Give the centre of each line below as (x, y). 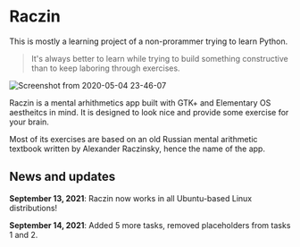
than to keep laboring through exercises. (105, 68)
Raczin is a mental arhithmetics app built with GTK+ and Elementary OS (140, 102)
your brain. (29, 122)
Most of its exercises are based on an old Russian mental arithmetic (133, 139)
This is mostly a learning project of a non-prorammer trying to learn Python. (149, 41)
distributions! (33, 208)
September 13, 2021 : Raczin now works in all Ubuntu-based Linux (131, 198)
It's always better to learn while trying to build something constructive (159, 58)
